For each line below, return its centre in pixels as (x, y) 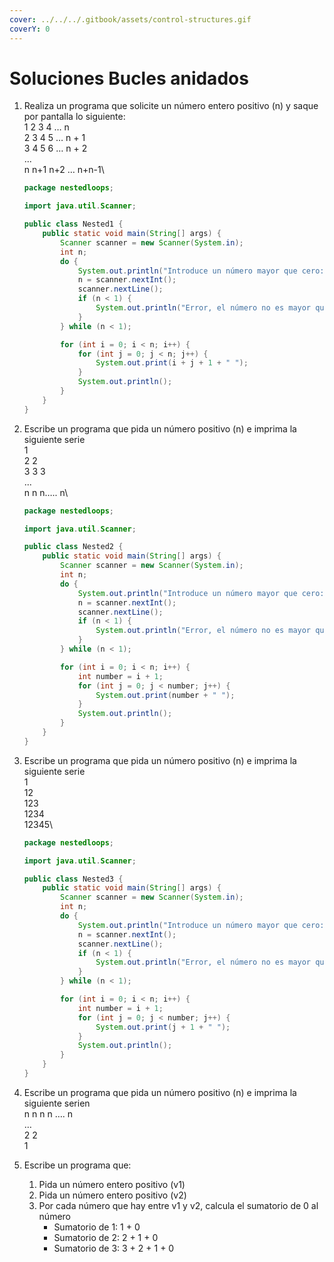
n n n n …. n (48, 1113)
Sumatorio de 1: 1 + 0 (97, 1227)
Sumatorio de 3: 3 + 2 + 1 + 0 (114, 1248)
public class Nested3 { (73, 879)
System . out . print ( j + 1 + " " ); (163, 1027)
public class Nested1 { (73, 224)
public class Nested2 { (73, 547)
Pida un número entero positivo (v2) (112, 1195)
